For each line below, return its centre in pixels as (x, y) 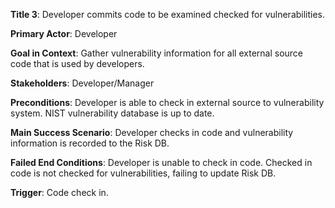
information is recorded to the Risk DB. (90, 143)
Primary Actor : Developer (64, 33)
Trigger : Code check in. (59, 192)
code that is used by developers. (77, 63)
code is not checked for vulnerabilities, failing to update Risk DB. (143, 173)
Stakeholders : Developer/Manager (82, 83)
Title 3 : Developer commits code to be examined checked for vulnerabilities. (168, 14)
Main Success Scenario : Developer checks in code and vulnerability (152, 132)
